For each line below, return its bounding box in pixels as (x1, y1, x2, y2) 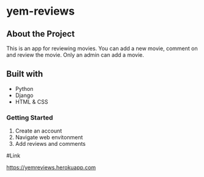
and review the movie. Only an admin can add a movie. (6, 51, 145, 59)
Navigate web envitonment (15, 134, 83, 141)
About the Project (6, 29, 75, 39)
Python (15, 85, 34, 92)
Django (15, 92, 34, 99)
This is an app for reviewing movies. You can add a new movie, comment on (6, 45, 198, 52)
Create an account (15, 127, 62, 135)
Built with (6, 69, 43, 79)
